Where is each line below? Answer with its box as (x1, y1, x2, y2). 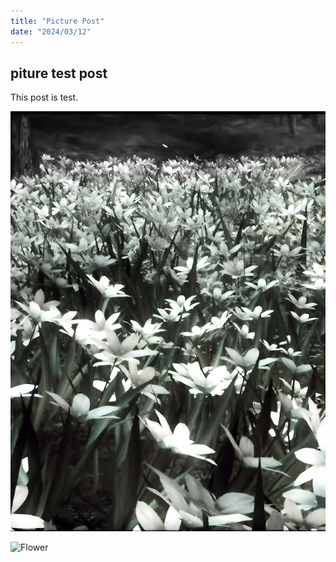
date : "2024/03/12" (10, 26, 92, 37)
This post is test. (10, 91, 79, 104)
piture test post (10, 65, 108, 82)
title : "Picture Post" (10, 16, 105, 26)
